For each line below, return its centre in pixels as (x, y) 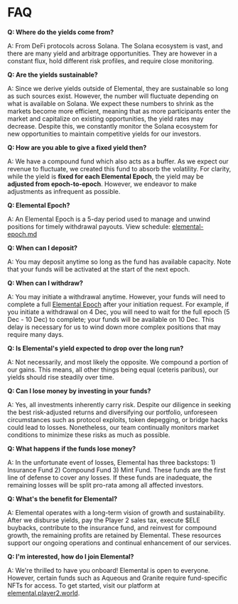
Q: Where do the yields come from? (61, 32)
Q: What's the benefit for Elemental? (63, 499)
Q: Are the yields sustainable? (53, 75)
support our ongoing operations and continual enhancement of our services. (119, 543)
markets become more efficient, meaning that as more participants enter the (119, 111)
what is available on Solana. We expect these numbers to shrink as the (111, 103)
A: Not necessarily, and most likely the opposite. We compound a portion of (118, 362)
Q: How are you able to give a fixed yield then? (77, 147)
